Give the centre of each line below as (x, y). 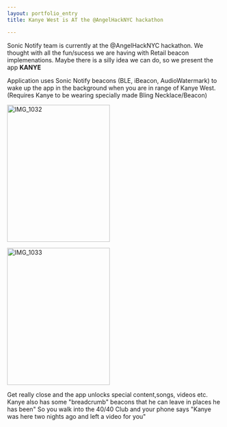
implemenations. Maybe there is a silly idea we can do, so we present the (110, 60)
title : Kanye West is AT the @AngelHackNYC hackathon (85, 20)
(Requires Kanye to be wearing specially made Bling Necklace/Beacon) (107, 95)
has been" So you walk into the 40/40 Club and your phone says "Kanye (109, 409)
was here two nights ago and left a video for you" (77, 416)
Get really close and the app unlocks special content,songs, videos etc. (108, 394)
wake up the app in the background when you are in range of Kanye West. (111, 88)
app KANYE (24, 67)
